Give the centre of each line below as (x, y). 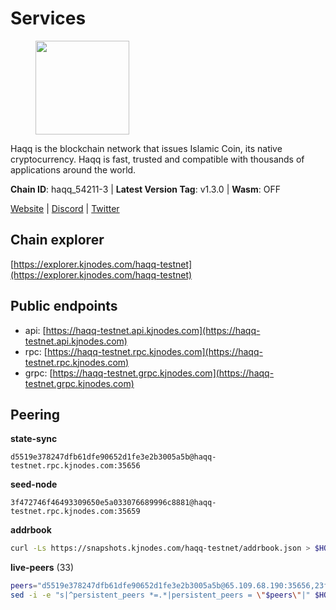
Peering (35, 414)
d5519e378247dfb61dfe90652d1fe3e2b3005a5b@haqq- (113, 457)
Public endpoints (64, 306)
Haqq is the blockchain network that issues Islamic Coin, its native (146, 148)
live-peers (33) (42, 568)
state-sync (34, 439)
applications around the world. (73, 169)
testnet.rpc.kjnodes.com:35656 (75, 466)
